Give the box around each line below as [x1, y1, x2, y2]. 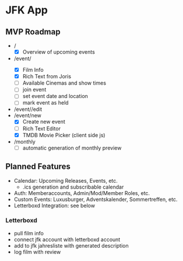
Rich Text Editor [22, 125, 61, 132]
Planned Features [5, 162, 71, 172]
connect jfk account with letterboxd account [13, 236, 121, 243]
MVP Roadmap [5, 27, 61, 37]
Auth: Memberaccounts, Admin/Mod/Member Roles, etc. [13, 189, 150, 196]
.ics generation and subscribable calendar [22, 183, 124, 190]
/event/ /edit [13, 106, 43, 113]
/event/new [13, 112, 42, 119]
